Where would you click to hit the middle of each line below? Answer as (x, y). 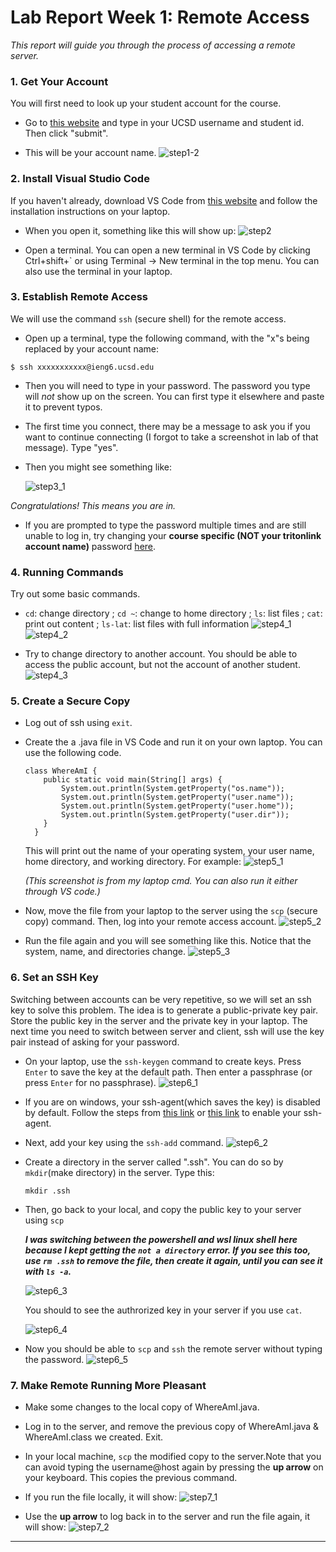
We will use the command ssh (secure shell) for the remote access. (148, 318)
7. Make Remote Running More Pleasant (108, 1385)
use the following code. (73, 753)
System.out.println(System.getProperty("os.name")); (173, 789)
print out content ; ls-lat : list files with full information (137, 624)
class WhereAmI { (61, 771)
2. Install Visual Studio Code (80, 179)
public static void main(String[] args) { (133, 780)
